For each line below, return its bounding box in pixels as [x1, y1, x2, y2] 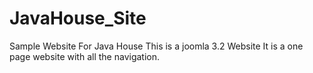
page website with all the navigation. [9, 50, 161, 62]
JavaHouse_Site [9, 7, 147, 30]
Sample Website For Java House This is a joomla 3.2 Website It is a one [9, 40, 304, 52]
